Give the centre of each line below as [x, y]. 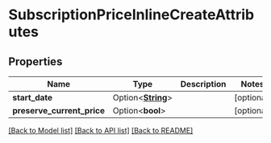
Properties [35, 61]
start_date [33, 98]
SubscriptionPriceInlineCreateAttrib [131, 15]
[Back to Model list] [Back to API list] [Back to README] [101, 131]
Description [203, 84]
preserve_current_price [59, 110]
